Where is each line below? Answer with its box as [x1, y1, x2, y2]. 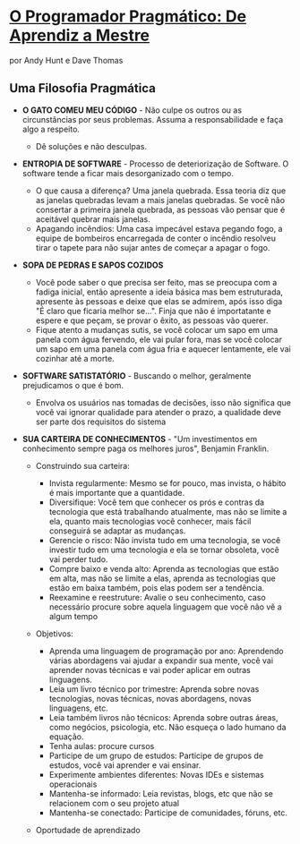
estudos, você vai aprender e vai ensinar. [48, 759, 201, 771]
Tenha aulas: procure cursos [48, 740, 155, 751]
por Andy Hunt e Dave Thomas [9, 55, 124, 65]
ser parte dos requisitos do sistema [35, 416, 167, 427]
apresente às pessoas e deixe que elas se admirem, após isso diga [35, 295, 283, 306]
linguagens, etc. [48, 703, 109, 713]
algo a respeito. [21, 124, 81, 134]
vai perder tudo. [48, 553, 108, 565]
